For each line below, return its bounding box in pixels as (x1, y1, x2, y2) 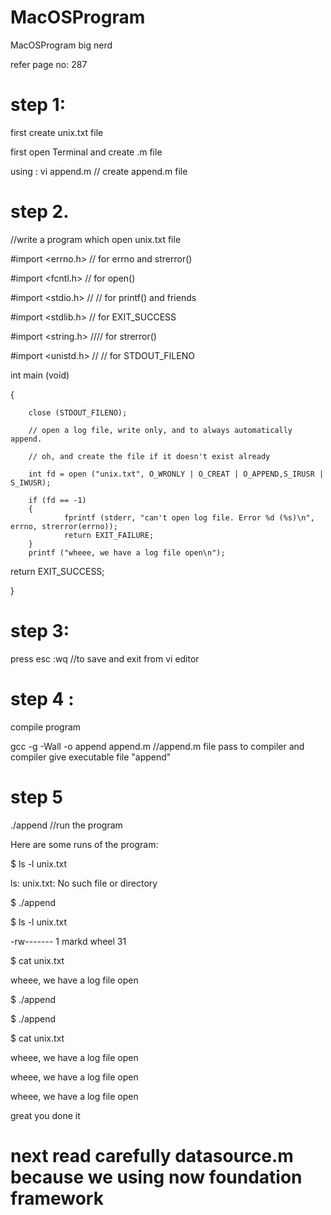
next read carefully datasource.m (10, 1144, 294, 1167)
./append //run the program (10, 819, 123, 831)
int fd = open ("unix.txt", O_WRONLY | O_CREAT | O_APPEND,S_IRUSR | (28, 469, 325, 479)
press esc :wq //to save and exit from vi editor (10, 652, 200, 665)
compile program (10, 721, 82, 733)
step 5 (10, 786, 64, 808)
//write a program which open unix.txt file (10, 233, 182, 245)
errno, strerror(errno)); (10, 521, 118, 531)
